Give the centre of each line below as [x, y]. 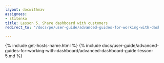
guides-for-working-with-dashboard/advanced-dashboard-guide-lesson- [79, 51]
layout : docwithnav [25, 9]
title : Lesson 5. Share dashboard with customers [57, 23]
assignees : [16, 14]
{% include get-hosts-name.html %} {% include [53, 46]
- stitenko [16, 18]
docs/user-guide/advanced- [130, 46]
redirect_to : [18, 28]
